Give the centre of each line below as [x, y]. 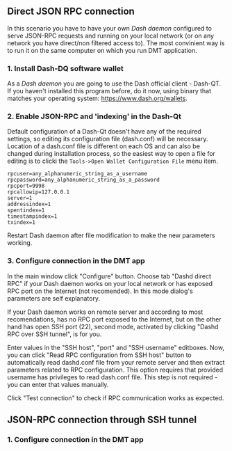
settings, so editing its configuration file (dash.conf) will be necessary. [108, 139]
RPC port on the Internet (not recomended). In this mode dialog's [100, 291]
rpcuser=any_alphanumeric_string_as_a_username [77, 174]
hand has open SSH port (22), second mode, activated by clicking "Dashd [113, 326]
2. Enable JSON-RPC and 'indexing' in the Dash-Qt [94, 116]
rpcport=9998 [26, 186]
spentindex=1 [26, 211]
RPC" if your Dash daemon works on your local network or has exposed [110, 283]
